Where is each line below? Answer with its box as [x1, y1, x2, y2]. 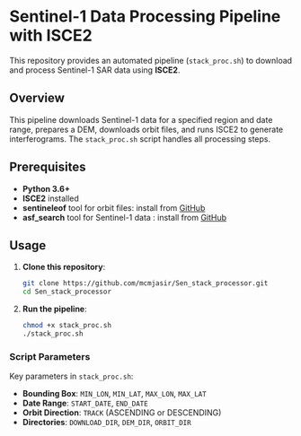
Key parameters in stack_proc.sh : [9, 371, 134, 382]
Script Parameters [9, 350, 91, 362]
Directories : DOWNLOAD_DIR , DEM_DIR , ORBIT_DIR [22, 417, 191, 428]
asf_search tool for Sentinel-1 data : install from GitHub [22, 212, 227, 222]
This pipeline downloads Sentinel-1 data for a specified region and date [9, 114, 273, 125]
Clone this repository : [22, 262, 106, 273]
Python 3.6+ [22, 183, 70, 194]
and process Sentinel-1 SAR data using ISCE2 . [9, 65, 181, 75]
